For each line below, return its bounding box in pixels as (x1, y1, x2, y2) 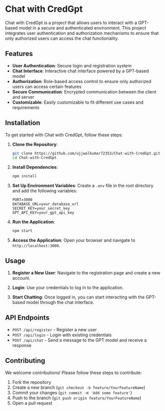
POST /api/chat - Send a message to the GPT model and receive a (12, 337, 147, 343)
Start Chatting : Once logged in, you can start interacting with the (12, 294, 145, 300)
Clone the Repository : (12, 141, 58, 147)
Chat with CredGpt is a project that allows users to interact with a (5, 20, 137, 26)
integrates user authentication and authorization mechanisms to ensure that (5, 30, 159, 36)
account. (12, 275, 31, 281)
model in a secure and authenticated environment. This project (19, 25, 146, 30)
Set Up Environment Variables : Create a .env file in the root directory (12, 183, 154, 189)
